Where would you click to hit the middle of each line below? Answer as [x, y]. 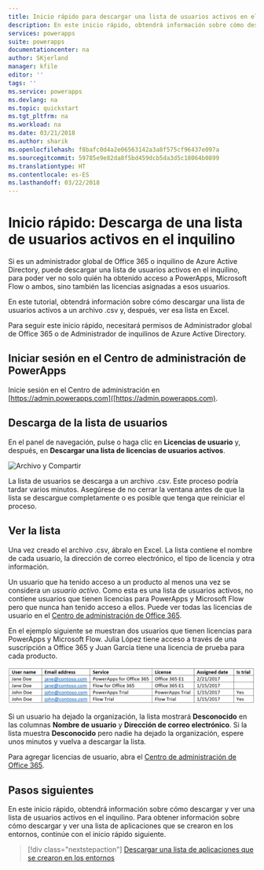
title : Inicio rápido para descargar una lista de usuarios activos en [128, 17]
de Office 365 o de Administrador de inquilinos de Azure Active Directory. [127, 334]
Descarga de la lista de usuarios [88, 423]
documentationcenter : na [49, 50]
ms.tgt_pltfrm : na [38, 117]
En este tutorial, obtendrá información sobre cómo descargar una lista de [126, 302]
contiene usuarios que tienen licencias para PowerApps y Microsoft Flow [126, 598]
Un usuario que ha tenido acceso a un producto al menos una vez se [119, 582]
